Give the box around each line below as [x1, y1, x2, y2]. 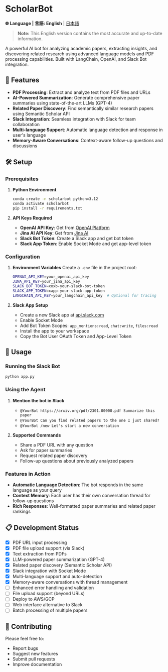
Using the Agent [5, 386, 46, 393]
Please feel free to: [5, 636, 44, 642]
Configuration [5, 253, 40, 260]
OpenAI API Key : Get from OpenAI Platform [20, 225, 110, 231]
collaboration [12, 121, 40, 127]
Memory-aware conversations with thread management [12, 579, 128, 585]
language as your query [12, 487, 62, 493]
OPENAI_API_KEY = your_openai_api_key [12, 274, 89, 279]
